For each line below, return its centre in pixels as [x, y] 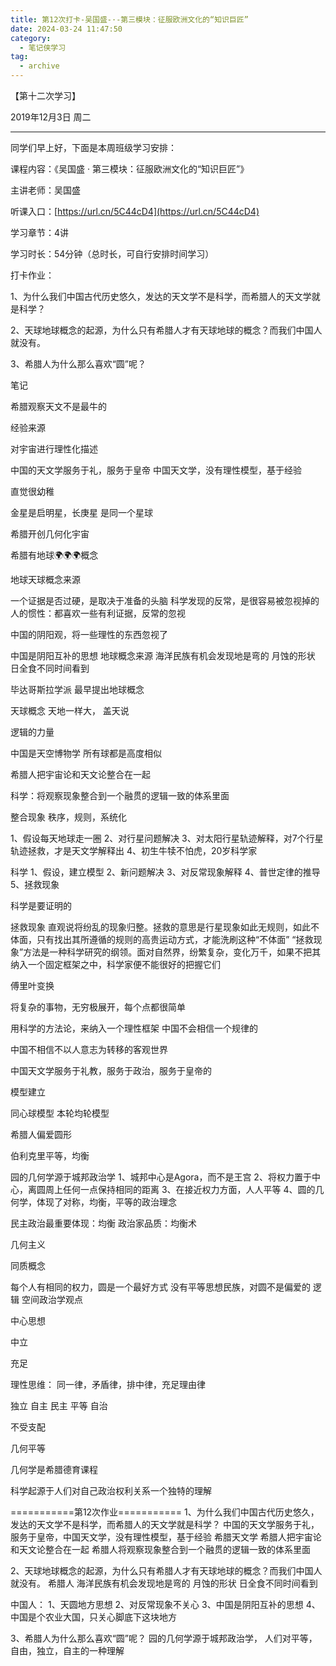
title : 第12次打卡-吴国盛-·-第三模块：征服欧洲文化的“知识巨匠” [129, 19]
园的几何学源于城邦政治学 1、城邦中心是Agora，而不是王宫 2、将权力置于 [161, 1177]
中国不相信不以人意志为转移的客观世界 [89, 1049]
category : [31, 38]
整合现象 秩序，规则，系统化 [68, 817]
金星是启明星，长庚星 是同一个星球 [81, 512]
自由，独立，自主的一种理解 [67, 1650]
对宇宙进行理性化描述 [54, 449]
